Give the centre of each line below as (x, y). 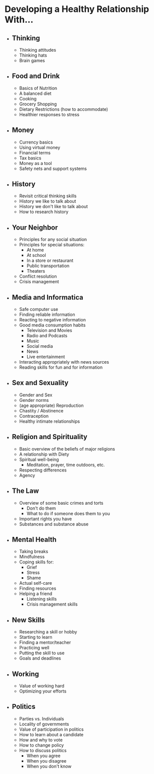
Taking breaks (34, 551)
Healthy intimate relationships (50, 421)
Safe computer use (39, 310)
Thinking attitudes (38, 50)
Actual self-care (36, 583)
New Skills (28, 620)
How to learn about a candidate (51, 734)
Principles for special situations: (52, 245)
